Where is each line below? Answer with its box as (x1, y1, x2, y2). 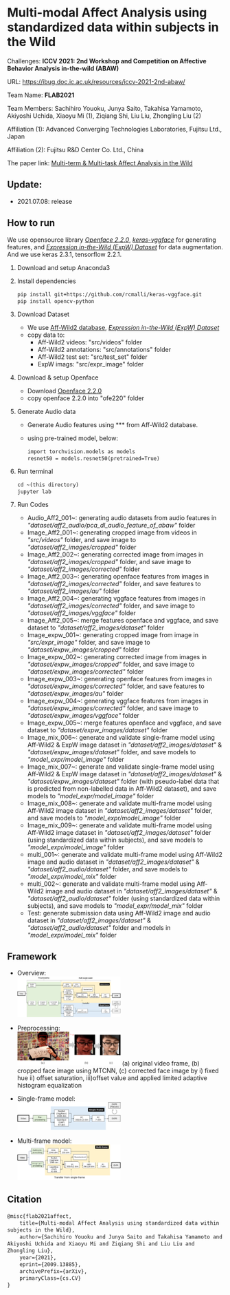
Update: (7, 179, 43, 191)
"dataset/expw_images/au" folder (27, 689, 124, 697)
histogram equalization (16, 1081, 82, 1090)
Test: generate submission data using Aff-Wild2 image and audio (27, 909, 211, 917)
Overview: (16, 969, 47, 977)
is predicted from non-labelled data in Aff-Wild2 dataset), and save (27, 784, 217, 793)
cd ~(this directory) (16, 481, 79, 488)
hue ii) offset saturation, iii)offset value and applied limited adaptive (16, 1074, 208, 1082)
